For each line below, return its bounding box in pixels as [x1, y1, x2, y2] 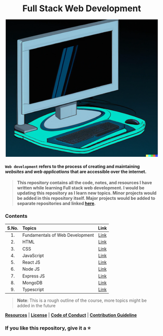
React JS [22, 259, 40, 265]
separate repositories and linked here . [17, 201, 96, 207]
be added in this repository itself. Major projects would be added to [17, 195, 156, 201]
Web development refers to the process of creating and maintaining [5, 163, 140, 169]
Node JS [22, 266, 40, 272]
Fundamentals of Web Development [22, 232, 94, 238]
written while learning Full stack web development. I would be [17, 185, 145, 191]
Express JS [22, 273, 45, 279]
